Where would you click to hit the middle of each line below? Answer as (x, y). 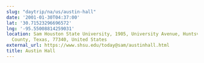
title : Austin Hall (31, 51)
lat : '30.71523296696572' (39, 23)
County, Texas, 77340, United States (59, 40)
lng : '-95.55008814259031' (40, 28)
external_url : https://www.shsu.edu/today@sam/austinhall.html (88, 46)
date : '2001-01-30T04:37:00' (43, 17)
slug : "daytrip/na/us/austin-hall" (51, 12)
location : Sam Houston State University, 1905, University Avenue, (93, 34)
